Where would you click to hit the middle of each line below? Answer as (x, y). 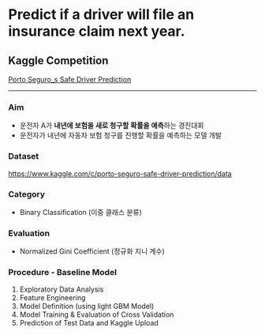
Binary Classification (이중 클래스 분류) (80, 212)
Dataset (24, 156)
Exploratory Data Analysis (62, 289)
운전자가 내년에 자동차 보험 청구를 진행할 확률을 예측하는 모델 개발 (121, 135)
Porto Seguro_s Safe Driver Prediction (70, 79)
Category (27, 194)
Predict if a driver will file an (101, 15)
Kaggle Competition (58, 60)
